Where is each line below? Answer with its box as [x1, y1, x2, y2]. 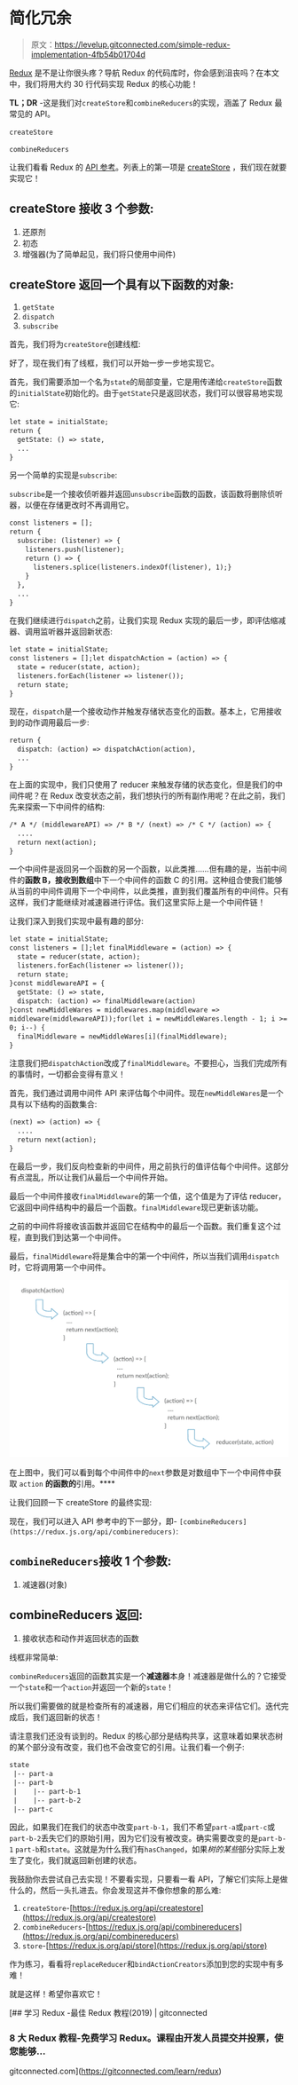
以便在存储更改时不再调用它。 [24, 499, 134, 510]
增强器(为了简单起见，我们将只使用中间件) [21, 249, 176, 259]
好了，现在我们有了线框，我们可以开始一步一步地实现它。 [9, 357, 219, 368]
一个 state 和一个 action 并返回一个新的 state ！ [9, 1681, 175, 1692]
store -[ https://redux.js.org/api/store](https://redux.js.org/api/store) [21, 1940, 268, 1951]
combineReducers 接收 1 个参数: [9, 1554, 172, 1569]
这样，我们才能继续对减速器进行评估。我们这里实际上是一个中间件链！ [9, 896, 266, 907]
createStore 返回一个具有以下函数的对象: [9, 277, 234, 293]
